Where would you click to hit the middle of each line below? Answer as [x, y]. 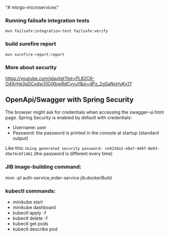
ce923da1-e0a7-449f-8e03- [132, 148]
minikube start [28, 202]
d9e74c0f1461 [19, 154]
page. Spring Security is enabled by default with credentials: [69, 117]
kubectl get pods [30, 224]
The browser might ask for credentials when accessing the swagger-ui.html [84, 112]
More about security [31, 67]
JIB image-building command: [43, 167]
